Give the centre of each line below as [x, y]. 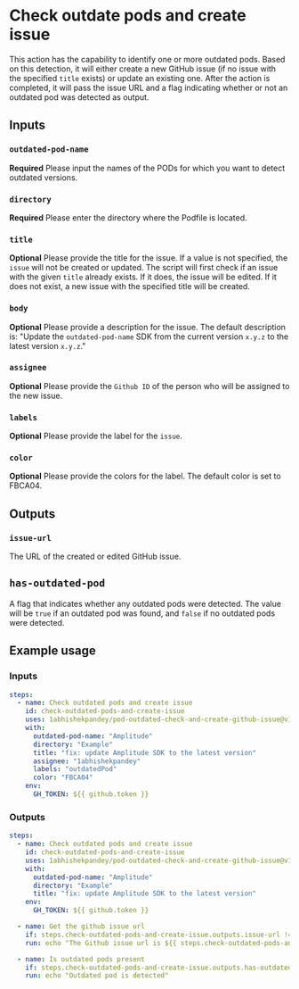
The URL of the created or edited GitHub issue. [95, 557]
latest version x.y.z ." [48, 345]
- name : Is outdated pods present [81, 959]
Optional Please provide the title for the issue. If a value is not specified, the [149, 258]
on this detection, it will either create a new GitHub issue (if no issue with [143, 69]
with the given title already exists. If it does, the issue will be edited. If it [143, 277]
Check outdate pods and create [128, 16]
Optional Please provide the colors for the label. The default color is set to [145, 476]
